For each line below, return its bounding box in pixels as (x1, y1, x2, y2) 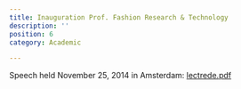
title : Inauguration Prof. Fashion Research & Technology (9, 12, 229, 22)
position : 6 (9, 29, 53, 38)
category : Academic (9, 37, 82, 47)
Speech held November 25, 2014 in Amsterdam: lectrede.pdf (9, 70, 232, 81)
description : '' (9, 21, 69, 30)
